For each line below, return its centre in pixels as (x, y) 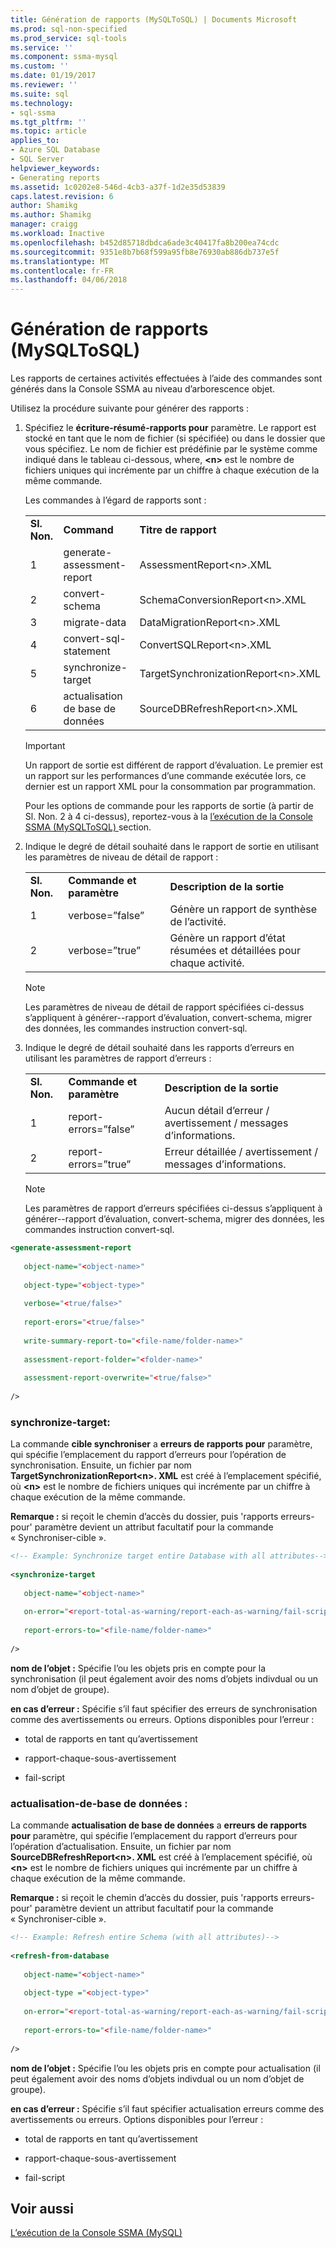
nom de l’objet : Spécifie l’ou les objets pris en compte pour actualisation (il (165, 2068)
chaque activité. (207, 963)
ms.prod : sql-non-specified (69, 29)
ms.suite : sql (40, 94)
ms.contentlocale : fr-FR (62, 271)
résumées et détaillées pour (235, 951)
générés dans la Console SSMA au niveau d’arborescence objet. (143, 389)
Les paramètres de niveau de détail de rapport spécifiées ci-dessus (164, 1007)
